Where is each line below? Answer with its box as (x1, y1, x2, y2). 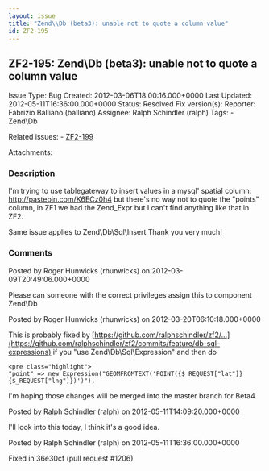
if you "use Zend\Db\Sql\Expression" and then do (52, 347, 217, 356)
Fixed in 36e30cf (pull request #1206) (8, 453, 134, 463)
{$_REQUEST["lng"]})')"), (8, 377, 95, 385)
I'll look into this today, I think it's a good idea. (8, 422, 159, 431)
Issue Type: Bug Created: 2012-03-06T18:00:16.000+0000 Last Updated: (8, 90, 252, 101)
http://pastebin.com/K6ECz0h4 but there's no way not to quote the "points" (8, 194, 259, 204)
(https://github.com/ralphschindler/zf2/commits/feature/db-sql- (8, 338, 220, 348)
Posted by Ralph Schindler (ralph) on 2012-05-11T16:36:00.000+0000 (8, 437, 240, 448)
